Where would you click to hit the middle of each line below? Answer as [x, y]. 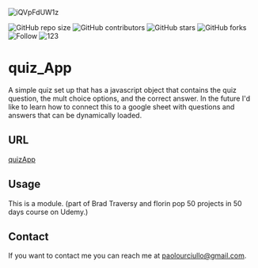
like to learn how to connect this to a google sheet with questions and [121, 106]
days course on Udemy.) [48, 212]
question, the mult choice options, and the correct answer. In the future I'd [129, 98]
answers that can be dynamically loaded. [75, 115]
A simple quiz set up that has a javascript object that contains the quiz [123, 90]
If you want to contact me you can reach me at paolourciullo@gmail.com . [127, 256]
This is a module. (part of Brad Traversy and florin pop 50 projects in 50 [125, 203]
